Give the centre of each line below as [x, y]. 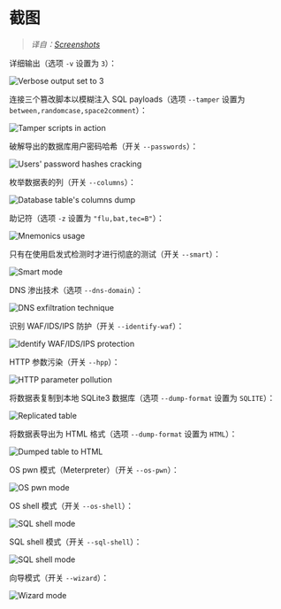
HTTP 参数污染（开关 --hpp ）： [65, 362]
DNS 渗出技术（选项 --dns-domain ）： [76, 289]
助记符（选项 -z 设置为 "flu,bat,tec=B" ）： [87, 218]
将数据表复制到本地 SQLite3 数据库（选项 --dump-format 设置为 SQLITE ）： [142, 397]
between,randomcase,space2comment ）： [79, 110]
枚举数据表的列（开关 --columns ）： [73, 181]
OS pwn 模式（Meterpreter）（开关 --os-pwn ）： [94, 469]
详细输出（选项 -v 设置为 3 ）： [63, 63]
